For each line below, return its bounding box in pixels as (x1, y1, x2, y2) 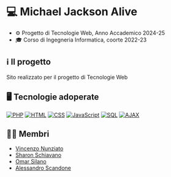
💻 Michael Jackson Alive (6, 5, 138, 19)
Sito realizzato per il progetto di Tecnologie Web (6, 73, 128, 81)
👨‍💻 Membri (6, 129, 50, 139)
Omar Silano (15, 158, 47, 165)
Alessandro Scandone (15, 164, 72, 172)
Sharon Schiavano (15, 151, 62, 159)
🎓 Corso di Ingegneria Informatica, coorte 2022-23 (15, 36, 147, 43)
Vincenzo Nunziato (15, 145, 64, 153)
